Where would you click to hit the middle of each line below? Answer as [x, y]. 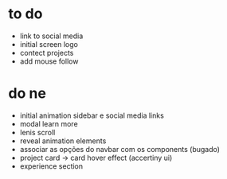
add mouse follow [49, 61]
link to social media [51, 36]
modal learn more [49, 123]
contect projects [47, 53]
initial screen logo [49, 44]
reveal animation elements [63, 141]
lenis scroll [37, 132]
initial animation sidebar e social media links [92, 115]
